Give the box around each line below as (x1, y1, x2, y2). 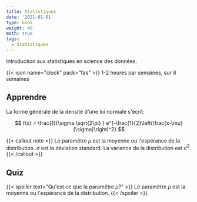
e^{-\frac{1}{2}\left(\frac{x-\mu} (105, 119, 183, 127)
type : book (6, 19, 33, 25)
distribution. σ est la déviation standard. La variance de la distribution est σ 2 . (6, 143, 191, 151)
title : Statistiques (6, 8, 57, 15)
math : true (6, 31, 33, 37)
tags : (6, 36, 19, 42)
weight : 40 (6, 25, 33, 31)
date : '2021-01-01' (6, 14, 54, 20)
